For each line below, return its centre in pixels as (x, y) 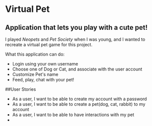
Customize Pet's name (35, 74)
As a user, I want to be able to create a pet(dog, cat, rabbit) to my (79, 104)
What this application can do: (35, 54)
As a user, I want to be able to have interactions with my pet (73, 115)
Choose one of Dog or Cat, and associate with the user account (77, 69)
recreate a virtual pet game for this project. (49, 45)
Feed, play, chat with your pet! (43, 80)
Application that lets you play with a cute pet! (76, 28)
